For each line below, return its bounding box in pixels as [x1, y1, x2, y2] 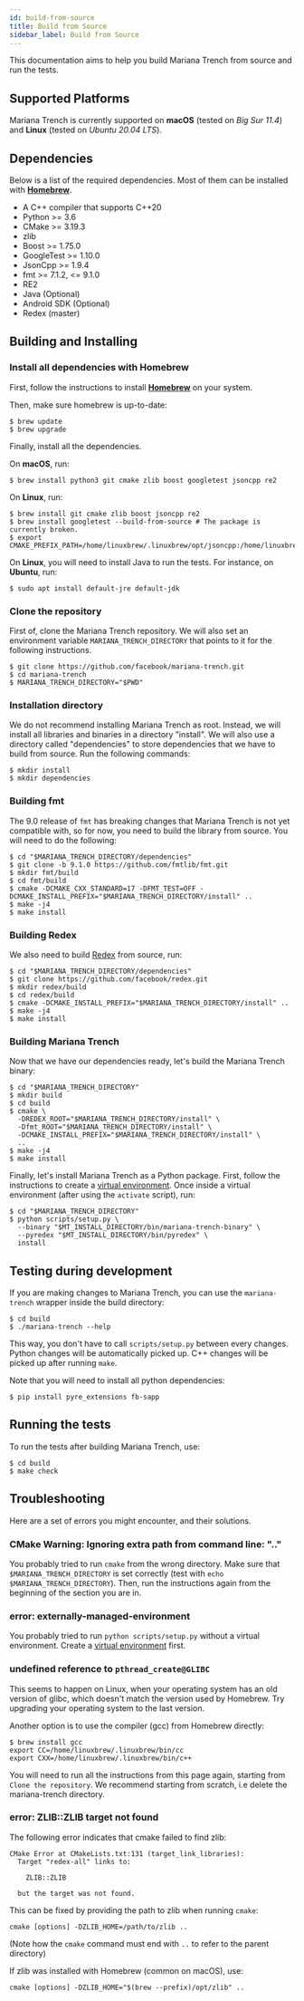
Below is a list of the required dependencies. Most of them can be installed [9, 175, 289, 186]
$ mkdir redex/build [9, 982, 88, 992]
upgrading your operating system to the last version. [9, 1702, 205, 1713]
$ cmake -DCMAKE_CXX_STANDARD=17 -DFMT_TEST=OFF [9, 884, 196, 893]
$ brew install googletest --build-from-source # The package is [9, 517, 261, 526]
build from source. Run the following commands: [9, 748, 191, 759]
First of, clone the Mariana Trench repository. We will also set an [9, 625, 249, 636]
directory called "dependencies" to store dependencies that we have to [9, 739, 276, 750]
